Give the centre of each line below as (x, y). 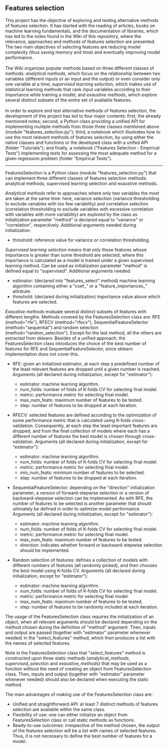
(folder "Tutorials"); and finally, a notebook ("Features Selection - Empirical (82, 147)
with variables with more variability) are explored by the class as (71, 214)
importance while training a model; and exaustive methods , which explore (81, 94)
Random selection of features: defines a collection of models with (80, 560)
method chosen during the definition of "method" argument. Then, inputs (80, 627)
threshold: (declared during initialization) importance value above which (86, 296)
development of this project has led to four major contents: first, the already (83, 116)
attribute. (22, 291)
